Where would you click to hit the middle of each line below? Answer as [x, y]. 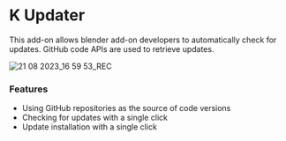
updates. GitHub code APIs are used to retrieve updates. [112, 48]
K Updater [47, 15]
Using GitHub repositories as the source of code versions [126, 108]
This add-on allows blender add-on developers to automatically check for [143, 40]
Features [29, 89]
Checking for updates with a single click [94, 118]
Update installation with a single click [89, 127]
